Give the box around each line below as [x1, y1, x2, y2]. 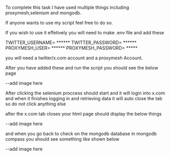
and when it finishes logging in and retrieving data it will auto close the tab [5, 96, 163, 101]
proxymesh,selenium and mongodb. [5, 10, 82, 16]
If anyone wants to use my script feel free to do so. [5, 20, 113, 26]
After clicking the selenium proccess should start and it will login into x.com [5, 90, 165, 96]
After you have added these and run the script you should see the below [5, 65, 158, 71]
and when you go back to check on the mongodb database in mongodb [5, 130, 157, 137]
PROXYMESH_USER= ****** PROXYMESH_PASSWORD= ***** [5, 45, 138, 51]
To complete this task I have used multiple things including [5, 5, 129, 10]
